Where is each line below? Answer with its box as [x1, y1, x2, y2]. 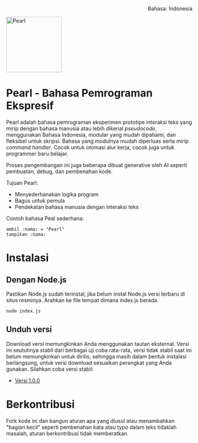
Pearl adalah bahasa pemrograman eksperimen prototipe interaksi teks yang [6, 118, 192, 126]
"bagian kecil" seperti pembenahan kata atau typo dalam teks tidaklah [6, 423, 177, 431]
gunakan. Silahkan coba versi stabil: [6, 365, 94, 373]
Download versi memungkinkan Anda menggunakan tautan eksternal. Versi [6, 340, 189, 347]
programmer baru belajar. [6, 150, 69, 157]
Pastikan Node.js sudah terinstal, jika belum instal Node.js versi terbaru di [6, 290, 185, 297]
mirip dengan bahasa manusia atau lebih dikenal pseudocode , [6, 124, 157, 132]
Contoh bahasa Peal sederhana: [6, 214, 85, 221]
